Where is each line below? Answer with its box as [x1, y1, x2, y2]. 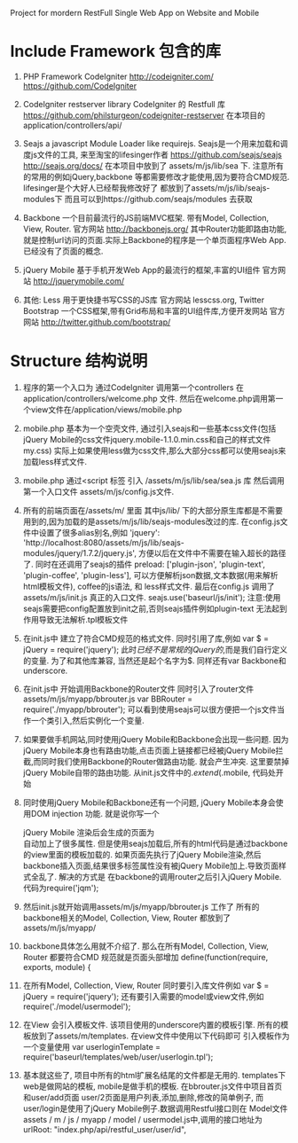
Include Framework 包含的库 [10, 42, 222, 61]
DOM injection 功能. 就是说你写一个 [30, 808, 160, 818]
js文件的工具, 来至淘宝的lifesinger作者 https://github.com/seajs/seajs [30, 149, 282, 160]
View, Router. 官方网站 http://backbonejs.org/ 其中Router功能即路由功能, [22, 223, 287, 234]
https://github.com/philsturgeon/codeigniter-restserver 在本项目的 [22, 110, 265, 121]
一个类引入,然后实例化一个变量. [30, 715, 145, 725]
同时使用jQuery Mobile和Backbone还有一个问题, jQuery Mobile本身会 [22, 797, 276, 808]
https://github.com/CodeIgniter [22, 80, 137, 91]
